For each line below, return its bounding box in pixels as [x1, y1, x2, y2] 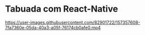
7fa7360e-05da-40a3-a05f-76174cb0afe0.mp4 [5, 24, 101, 30]
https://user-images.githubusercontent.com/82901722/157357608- [5, 19, 141, 25]
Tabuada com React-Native [5, 3, 118, 15]
